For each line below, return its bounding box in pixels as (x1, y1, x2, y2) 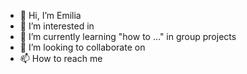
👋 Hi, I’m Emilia (19, 10, 82, 21)
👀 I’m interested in (19, 20, 95, 32)
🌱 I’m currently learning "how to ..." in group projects (19, 31, 237, 42)
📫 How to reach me (19, 53, 103, 64)
